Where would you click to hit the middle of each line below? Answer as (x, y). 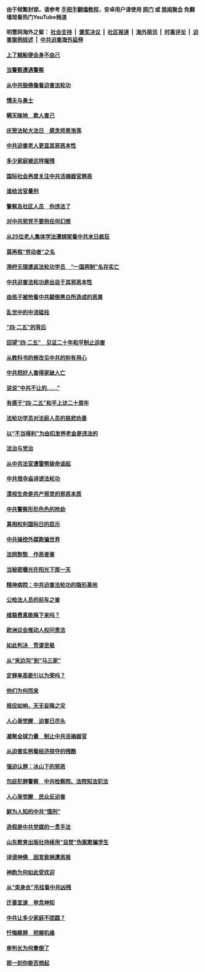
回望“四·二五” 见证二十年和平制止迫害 (56, 343)
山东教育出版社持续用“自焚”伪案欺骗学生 (58, 842)
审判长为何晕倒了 (28, 948)
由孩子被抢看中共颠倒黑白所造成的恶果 (54, 297)
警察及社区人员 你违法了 (39, 206)
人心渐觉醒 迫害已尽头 (36, 721)
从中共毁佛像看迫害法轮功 (39, 85)
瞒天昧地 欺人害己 (31, 116)
